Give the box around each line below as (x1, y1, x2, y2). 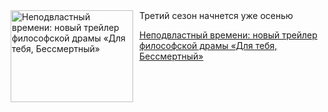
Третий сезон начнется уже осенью (139, 10, 294, 21)
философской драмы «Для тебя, (139, 40, 278, 51)
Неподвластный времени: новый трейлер (139, 29, 318, 41)
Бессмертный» (139, 50, 204, 62)
